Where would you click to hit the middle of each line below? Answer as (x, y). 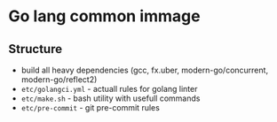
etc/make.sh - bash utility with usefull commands (111, 98)
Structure (36, 49)
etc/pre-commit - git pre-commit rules (91, 107)
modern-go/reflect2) (59, 80)
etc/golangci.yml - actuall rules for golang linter (109, 89)
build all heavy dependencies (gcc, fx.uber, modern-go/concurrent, (144, 70)
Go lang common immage (104, 16)
